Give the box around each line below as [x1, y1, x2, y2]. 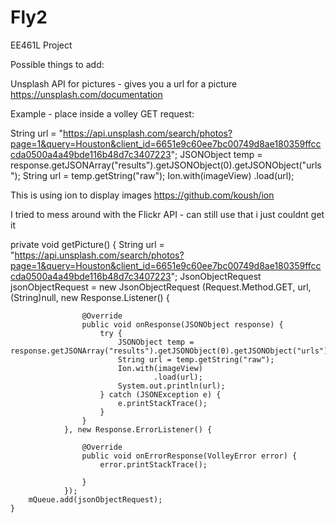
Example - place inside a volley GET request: [10, 107, 195, 120]
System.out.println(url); [117, 381, 226, 391]
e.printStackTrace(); [117, 398, 208, 408]
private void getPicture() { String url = [10, 238, 165, 250]
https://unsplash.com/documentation [10, 88, 163, 100]
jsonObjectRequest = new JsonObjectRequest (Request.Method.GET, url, [10, 281, 312, 293]
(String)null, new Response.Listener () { [10, 291, 170, 303]
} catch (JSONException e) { [99, 389, 222, 400]
